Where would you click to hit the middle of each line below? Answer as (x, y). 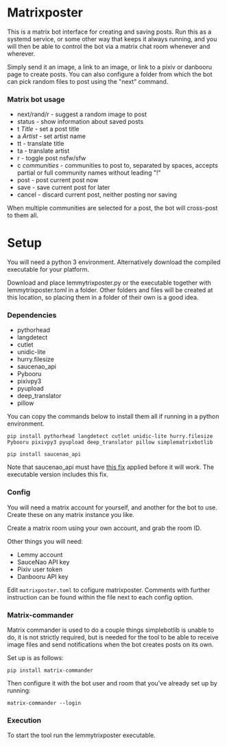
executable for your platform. (48, 270)
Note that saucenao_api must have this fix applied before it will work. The (111, 467)
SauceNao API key (43, 562)
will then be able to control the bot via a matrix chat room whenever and (109, 46)
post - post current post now (58, 180)
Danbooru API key (43, 576)
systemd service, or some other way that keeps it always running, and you (112, 39)
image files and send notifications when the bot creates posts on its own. (110, 645)
